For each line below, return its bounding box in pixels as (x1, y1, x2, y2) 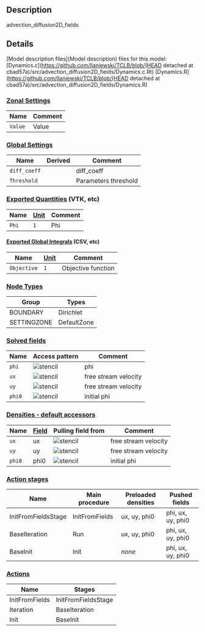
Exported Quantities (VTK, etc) (6, 195, 99, 203)
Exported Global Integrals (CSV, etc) (6, 238, 100, 245)
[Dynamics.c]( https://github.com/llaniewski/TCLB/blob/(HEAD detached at (6, 61, 193, 69)
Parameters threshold (76, 176, 138, 185)
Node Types (6, 282, 43, 291)
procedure (78, 498, 110, 506)
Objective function (62, 264, 115, 272)
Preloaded (125, 490, 156, 499)
